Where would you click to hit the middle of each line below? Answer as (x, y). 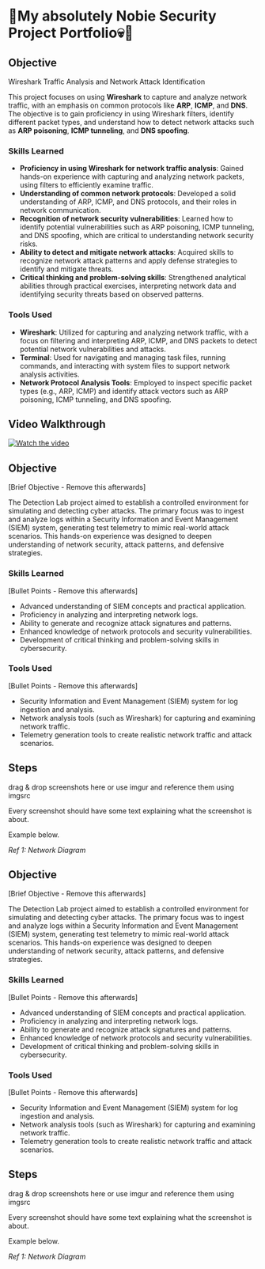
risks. (28, 244)
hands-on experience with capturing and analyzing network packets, (132, 176)
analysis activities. (49, 374)
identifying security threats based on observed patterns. (112, 294)
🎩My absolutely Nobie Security (112, 16)
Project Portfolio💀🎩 (71, 33)
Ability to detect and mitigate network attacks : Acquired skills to (127, 252)
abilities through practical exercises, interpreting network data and (128, 286)
